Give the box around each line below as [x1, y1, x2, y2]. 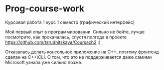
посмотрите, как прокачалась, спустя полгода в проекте [5, 34, 127, 40]
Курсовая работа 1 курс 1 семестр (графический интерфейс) [5, 19, 135, 25]
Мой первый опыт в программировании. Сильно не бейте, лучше [5, 29, 145, 35]
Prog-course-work [5, 3, 85, 14]
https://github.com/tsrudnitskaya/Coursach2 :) [5, 39, 101, 45]
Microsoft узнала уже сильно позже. [5, 59, 83, 65]
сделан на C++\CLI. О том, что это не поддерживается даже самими [5, 54, 152, 60]
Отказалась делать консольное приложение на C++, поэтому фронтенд [5, 49, 159, 55]
